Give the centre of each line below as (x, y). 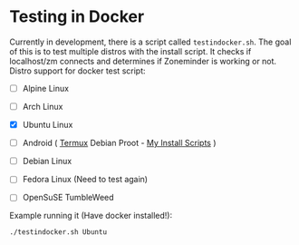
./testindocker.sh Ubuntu (58, 232)
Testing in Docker (77, 17)
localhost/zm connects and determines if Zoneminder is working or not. (143, 61)
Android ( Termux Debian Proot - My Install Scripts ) (119, 143)
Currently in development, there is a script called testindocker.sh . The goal (150, 42)
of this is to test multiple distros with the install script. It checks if (130, 51)
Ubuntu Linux (48, 125)
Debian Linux (47, 162)
